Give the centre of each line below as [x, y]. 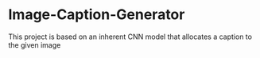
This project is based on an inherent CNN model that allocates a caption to [130, 37]
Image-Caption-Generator [97, 15]
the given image [35, 44]
